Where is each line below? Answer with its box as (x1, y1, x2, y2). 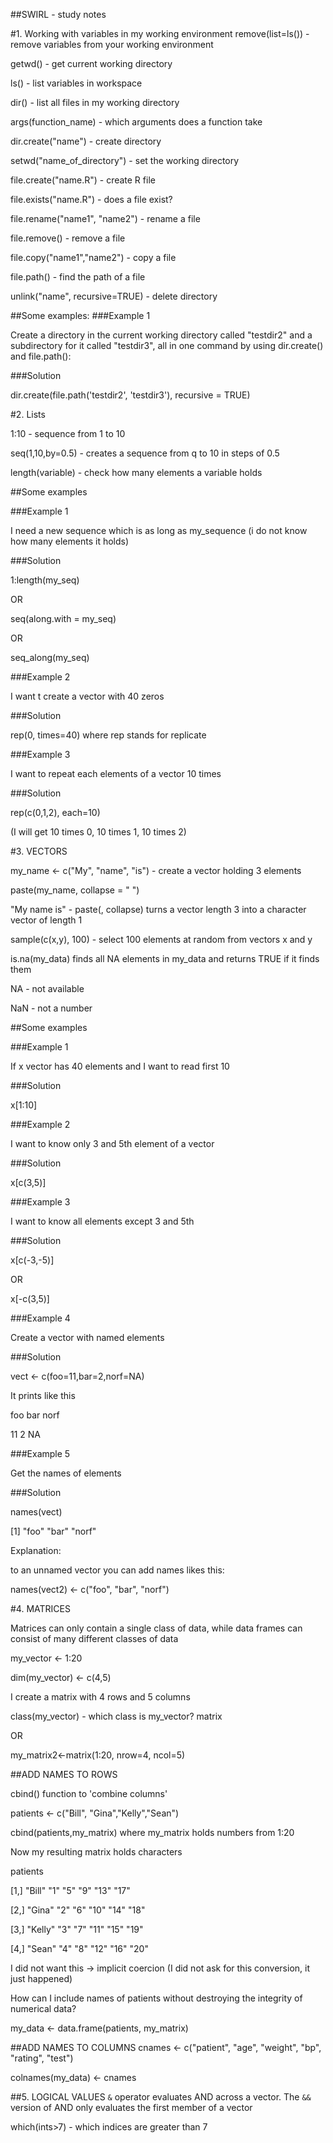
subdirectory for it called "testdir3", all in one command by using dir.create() (10, 340, 324, 351)
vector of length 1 (10, 914, 83, 926)
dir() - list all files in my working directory (10, 97, 180, 108)
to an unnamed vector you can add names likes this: (10, 1564, 225, 1576)
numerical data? (10, 2003, 77, 2014)
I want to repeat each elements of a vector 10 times (10, 768, 222, 779)
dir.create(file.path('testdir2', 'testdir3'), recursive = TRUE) (10, 389, 251, 401)
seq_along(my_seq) (10, 652, 90, 663)
